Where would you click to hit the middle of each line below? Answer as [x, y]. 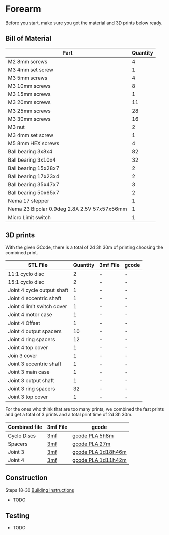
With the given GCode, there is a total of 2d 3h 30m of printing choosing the [84, 247]
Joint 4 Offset [24, 323]
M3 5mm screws [28, 78]
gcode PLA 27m [92, 444]
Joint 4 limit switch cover [37, 306]
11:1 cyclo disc [26, 274]
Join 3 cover [23, 355]
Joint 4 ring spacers [32, 339]
